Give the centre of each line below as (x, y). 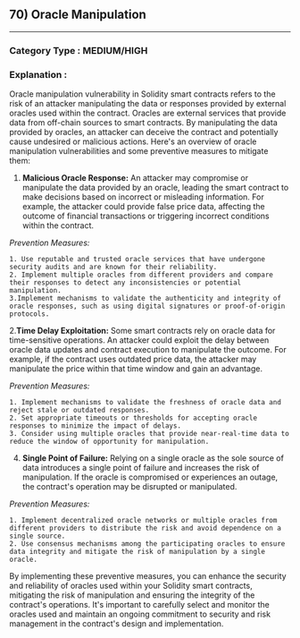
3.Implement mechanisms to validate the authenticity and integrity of (145, 299)
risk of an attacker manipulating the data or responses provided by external (148, 104)
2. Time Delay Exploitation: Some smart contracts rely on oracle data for (142, 331)
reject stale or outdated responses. (79, 411)
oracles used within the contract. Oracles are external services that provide (148, 113)
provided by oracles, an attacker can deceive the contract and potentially (144, 132)
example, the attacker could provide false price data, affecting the (143, 207)
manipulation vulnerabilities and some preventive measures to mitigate (139, 151)
